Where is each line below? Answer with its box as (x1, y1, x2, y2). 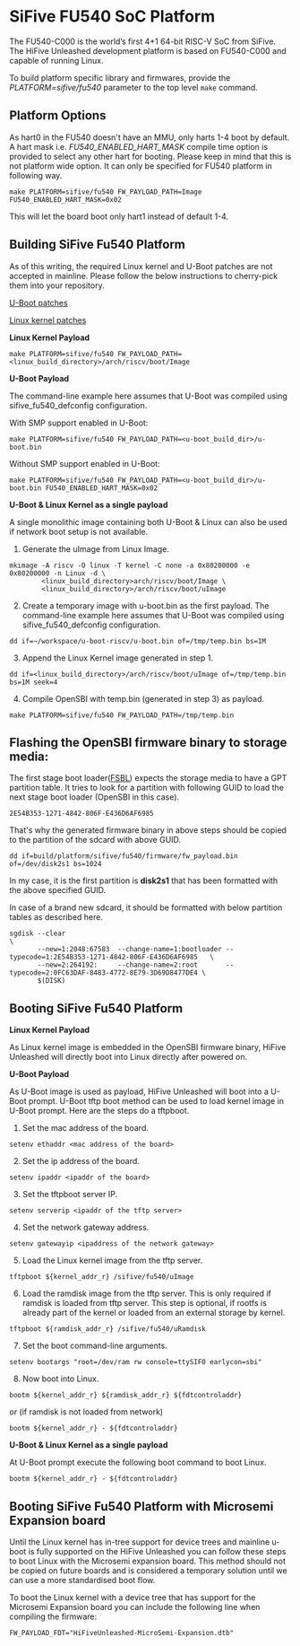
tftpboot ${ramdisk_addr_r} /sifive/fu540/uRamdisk (9, 1325, 206, 1334)
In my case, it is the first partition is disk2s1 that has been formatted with (9, 875, 279, 886)
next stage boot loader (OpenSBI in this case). (9, 792, 180, 802)
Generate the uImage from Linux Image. (21, 543, 170, 554)
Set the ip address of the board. (21, 1156, 141, 1167)
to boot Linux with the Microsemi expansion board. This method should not (9, 1555, 287, 1566)
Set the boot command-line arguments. (21, 1340, 167, 1352)
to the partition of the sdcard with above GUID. (9, 835, 182, 845)
